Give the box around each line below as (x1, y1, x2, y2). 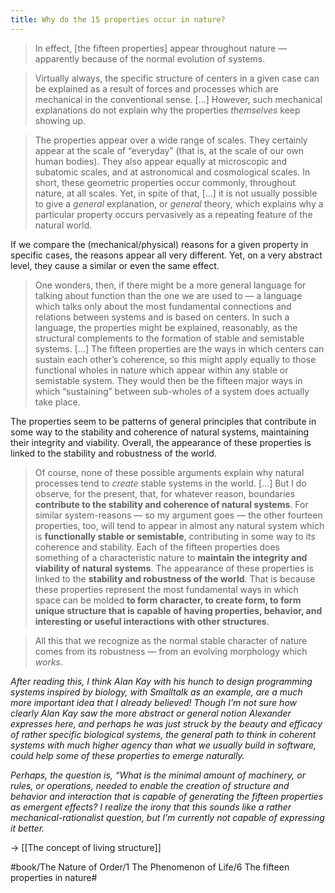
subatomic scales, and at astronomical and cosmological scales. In (34, 166, 311, 178)
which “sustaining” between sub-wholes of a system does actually (34, 385, 310, 397)
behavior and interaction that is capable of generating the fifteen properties (10, 790, 324, 802)
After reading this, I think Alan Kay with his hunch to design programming (10, 675, 313, 687)
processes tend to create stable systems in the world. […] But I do (34, 477, 307, 489)
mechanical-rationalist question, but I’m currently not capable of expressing (10, 811, 325, 823)
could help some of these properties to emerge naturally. (10, 749, 245, 761)
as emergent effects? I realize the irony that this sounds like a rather (10, 801, 292, 813)
